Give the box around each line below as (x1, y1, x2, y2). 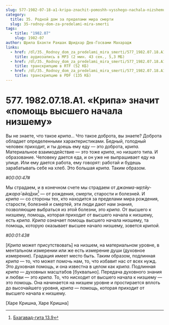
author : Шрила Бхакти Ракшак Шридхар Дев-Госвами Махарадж (6, 40, 132, 45)
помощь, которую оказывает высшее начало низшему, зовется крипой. (6, 223, 160, 229)
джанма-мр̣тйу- (116, 184, 152, 190)
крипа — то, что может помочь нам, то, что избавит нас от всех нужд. (6, 258, 157, 265)
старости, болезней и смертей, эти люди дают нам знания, (6, 201, 133, 207)
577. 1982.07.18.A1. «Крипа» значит (6, 95, 159, 106)
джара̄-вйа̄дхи (6, 190, 38, 197)
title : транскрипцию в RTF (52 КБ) (15, 63, 89, 69)
